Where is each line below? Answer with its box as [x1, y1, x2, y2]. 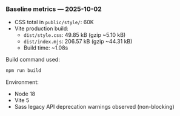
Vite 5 [14, 97, 30, 104]
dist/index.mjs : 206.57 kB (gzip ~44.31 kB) [23, 38, 133, 45]
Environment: [5, 79, 39, 86]
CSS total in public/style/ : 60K [14, 19, 95, 26]
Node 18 [14, 90, 36, 98]
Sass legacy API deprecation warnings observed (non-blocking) [14, 103, 175, 111]
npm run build [5, 68, 42, 74]
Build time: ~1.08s [23, 44, 68, 51]
